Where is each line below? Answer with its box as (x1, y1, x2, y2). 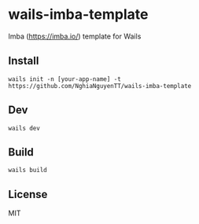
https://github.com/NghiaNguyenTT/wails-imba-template (8, 82, 192, 90)
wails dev (8, 124, 41, 132)
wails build (8, 167, 47, 174)
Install (8, 54, 39, 68)
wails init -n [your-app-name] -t (8, 75, 122, 83)
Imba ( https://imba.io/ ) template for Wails (8, 31, 142, 41)
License (8, 187, 48, 201)
